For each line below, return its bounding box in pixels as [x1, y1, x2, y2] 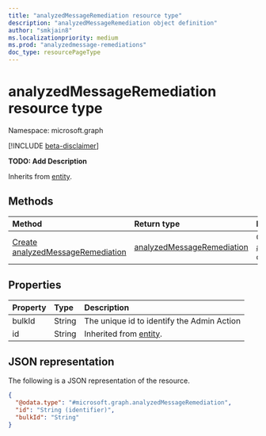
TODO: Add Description [8, 156, 87, 166]
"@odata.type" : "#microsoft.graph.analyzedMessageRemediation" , [15, 399, 232, 407]
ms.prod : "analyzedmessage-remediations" [8, 41, 147, 49]
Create [12, 236, 38, 247]
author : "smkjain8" [8, 26, 73, 34]
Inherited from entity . [84, 328, 162, 339]
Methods [8, 195, 54, 208]
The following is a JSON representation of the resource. [8, 376, 190, 385]
